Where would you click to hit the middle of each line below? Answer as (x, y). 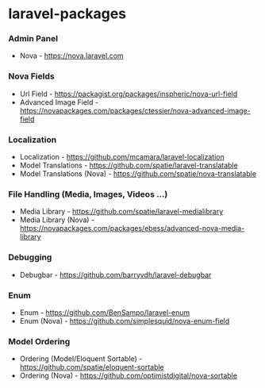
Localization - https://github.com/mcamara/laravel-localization (122, 157)
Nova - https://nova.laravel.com (72, 56)
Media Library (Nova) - (57, 220)
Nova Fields (31, 76)
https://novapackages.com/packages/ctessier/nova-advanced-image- (135, 110)
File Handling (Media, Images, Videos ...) (88, 194)
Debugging (30, 257)
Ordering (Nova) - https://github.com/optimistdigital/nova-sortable (129, 376)
